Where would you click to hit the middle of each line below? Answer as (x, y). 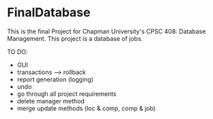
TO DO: (18, 52)
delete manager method (51, 101)
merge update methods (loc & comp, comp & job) (86, 108)
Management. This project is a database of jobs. (75, 38)
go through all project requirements (67, 94)
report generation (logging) (55, 79)
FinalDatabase (49, 13)
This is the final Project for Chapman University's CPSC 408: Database (106, 31)
